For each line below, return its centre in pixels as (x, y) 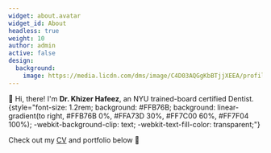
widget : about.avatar (45, 16)
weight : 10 (27, 38)
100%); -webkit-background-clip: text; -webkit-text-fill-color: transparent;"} (134, 124)
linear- (228, 107)
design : (21, 61)
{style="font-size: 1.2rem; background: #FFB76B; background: (112, 107)
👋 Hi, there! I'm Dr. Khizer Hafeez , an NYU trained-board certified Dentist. (131, 98)
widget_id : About (38, 23)
